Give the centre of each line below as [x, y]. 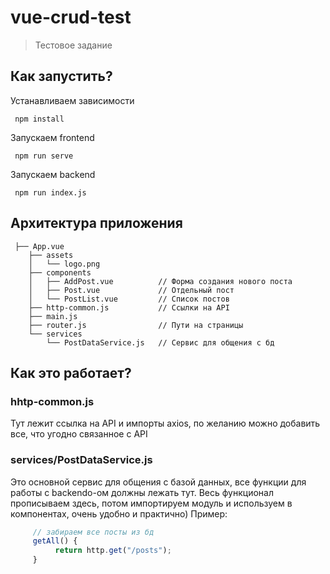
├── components [60, 272]
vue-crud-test [71, 17]
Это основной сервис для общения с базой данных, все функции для [158, 482]
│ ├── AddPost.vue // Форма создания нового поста [160, 281]
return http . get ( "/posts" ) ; [113, 551]
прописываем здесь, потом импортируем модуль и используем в [151, 503]
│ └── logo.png [64, 264]
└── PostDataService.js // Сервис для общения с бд [160, 342]
